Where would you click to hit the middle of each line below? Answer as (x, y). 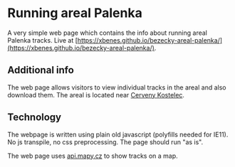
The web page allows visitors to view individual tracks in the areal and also (117, 87)
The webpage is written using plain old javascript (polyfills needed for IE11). (118, 134)
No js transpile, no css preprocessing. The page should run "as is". (105, 142)
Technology (35, 118)
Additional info (41, 70)
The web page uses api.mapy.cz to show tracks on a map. (93, 156)
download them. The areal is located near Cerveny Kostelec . (96, 95)
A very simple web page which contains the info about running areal (108, 33)
